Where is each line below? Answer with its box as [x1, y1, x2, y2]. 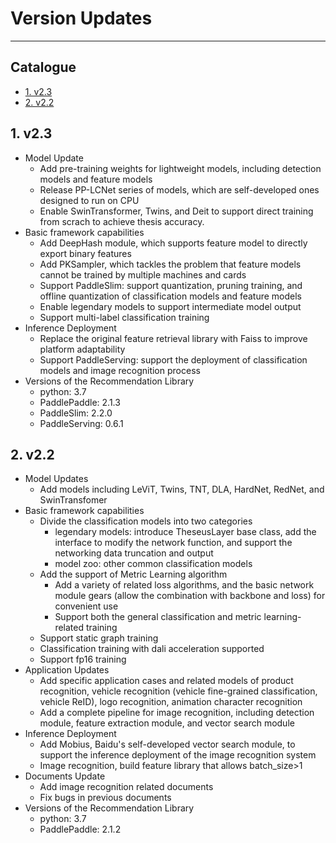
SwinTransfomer [39, 494, 108, 506]
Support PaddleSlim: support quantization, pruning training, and [39, 279, 303, 291]
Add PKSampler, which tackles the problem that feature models [39, 258, 302, 270]
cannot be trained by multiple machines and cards [39, 268, 247, 281]
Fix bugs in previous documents [39, 792, 172, 804]
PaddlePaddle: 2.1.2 [39, 823, 122, 836]
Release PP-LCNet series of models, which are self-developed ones [39, 183, 320, 196]
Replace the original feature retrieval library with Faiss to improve [39, 332, 308, 344]
